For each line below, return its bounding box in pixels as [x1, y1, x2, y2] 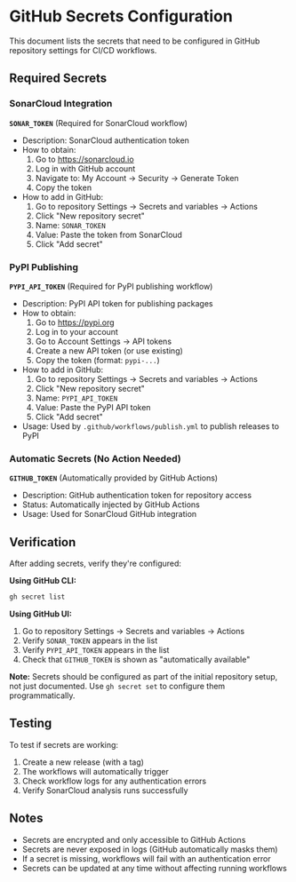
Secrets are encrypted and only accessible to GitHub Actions [21, 834, 246, 845]
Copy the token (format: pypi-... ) [35, 354, 160, 365]
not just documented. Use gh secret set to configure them [9, 680, 226, 691]
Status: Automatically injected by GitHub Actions [21, 499, 200, 510]
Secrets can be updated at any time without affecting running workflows [21, 862, 287, 873]
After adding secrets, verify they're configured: [9, 558, 182, 569]
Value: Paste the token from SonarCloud [35, 229, 182, 240]
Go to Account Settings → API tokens [35, 336, 172, 346]
